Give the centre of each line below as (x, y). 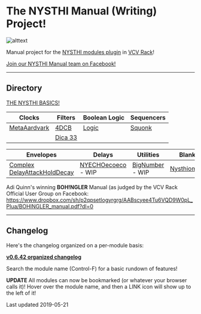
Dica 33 (66, 137)
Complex (22, 165)
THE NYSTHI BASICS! (33, 103)
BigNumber (148, 165)
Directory (24, 88)
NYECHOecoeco (103, 165)
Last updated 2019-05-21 (37, 304)
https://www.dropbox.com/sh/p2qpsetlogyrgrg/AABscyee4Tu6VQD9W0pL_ (100, 200)
